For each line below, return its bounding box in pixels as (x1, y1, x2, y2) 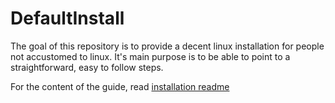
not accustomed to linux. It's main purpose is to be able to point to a (10, 50, 291, 62)
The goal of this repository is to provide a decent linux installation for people (10, 40, 325, 52)
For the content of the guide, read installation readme (10, 80, 230, 92)
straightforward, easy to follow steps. (10, 61, 164, 73)
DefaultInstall (10, 7, 125, 30)
